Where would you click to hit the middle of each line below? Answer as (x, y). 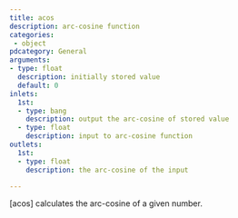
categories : (32, 35)
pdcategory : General (49, 52)
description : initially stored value (89, 77)
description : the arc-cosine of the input (107, 170)
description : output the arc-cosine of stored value (128, 119)
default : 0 (38, 85)
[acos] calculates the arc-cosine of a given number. (106, 203)
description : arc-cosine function (75, 26)
